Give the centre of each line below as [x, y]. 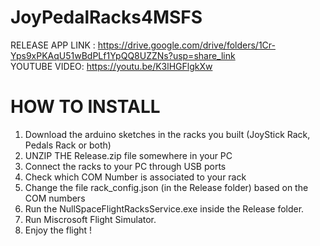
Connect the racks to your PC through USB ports [125, 166]
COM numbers [55, 198]
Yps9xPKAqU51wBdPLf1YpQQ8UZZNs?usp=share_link [123, 55]
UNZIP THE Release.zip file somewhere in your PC [128, 155]
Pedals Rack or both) [68, 145]
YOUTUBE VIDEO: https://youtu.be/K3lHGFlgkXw [111, 66]
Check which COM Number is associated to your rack [135, 177]
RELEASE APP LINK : [53, 45]
